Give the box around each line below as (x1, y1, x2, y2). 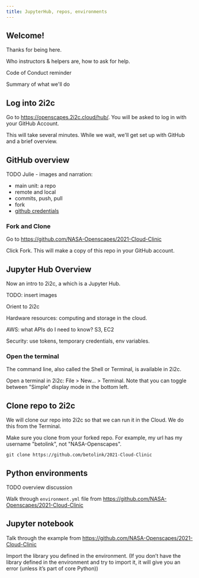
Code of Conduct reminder (6, 69, 72, 76)
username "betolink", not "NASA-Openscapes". (6, 440, 122, 448)
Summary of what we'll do (6, 81, 70, 88)
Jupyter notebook (6, 519, 74, 529)
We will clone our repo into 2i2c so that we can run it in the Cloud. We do (6, 416, 184, 424)
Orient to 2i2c (6, 303, 40, 310)
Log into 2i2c (6, 98, 55, 108)
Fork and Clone (6, 222, 51, 230)
